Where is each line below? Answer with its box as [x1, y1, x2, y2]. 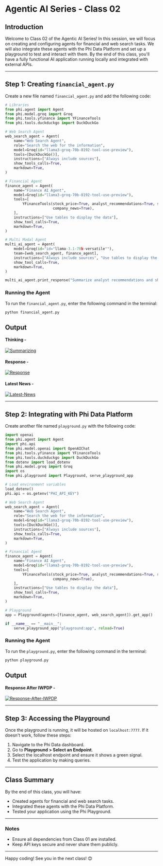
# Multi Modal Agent [5, 237, 47, 242]
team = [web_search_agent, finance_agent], [14, 251, 98, 256]
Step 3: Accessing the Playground [5, 714, 110, 722]
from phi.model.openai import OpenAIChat [5, 446, 90, 451]
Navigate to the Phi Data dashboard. [12, 742, 85, 747]
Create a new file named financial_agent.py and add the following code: [5, 93, 151, 99]
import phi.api [5, 442, 36, 447]
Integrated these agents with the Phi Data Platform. [12, 803, 114, 809]
